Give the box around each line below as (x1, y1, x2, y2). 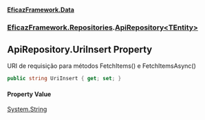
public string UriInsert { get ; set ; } (7, 75, 122, 82)
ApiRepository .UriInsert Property (7, 43, 153, 55)
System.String (7, 105, 47, 113)
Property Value (7, 90, 52, 98)
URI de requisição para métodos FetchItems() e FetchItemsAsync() (7, 62, 196, 70)
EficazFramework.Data (7, 5, 74, 14)
